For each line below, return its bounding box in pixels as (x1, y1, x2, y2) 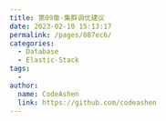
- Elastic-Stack (17, 55, 79, 65)
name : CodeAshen (17, 89, 79, 98)
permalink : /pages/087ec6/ (9, 30, 112, 39)
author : (9, 81, 39, 90)
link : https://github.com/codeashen (17, 97, 157, 107)
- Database (17, 47, 59, 56)
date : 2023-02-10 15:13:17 (9, 22, 112, 31)
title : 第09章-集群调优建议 (9, 13, 105, 23)
